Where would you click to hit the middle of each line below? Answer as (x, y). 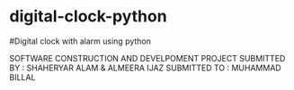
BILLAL (22, 77)
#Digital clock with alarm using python (80, 41)
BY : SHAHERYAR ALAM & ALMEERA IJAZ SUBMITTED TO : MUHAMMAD (145, 68)
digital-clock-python (89, 16)
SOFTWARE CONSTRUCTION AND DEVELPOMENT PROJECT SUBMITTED (147, 58)
